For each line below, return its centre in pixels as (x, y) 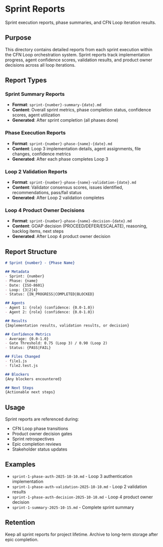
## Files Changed (23, 357)
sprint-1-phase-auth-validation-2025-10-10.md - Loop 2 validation (80, 486)
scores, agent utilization (36, 115)
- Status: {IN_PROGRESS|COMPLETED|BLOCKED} (50, 294)
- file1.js (16, 361)
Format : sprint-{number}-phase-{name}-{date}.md (62, 143)
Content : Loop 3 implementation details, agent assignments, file (76, 148)
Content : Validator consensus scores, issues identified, (68, 187)
